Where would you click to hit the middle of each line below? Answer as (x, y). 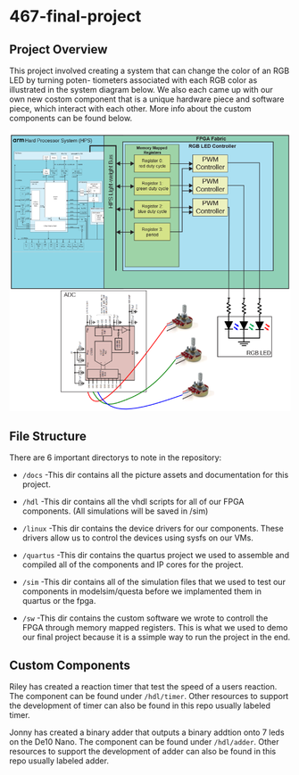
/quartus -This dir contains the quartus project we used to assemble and (156, 556)
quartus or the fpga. (59, 601)
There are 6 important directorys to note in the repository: (116, 458)
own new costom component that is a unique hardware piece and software (147, 99)
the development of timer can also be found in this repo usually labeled (140, 705)
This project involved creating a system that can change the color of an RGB (149, 70)
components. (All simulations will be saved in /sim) (115, 511)
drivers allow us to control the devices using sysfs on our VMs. (138, 538)
